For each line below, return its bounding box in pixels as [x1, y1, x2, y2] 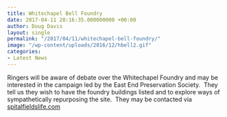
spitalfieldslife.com [7, 102, 60, 110]
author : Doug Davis [7, 23, 63, 29]
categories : [7, 49, 41, 55]
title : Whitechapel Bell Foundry [7, 10, 103, 17]
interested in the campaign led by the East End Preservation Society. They [7, 80, 218, 89]
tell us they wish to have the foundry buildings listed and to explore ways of [7, 88, 221, 96]
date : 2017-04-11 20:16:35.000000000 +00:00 [7, 16, 136, 23]
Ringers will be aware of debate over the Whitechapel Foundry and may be [7, 73, 218, 81]
